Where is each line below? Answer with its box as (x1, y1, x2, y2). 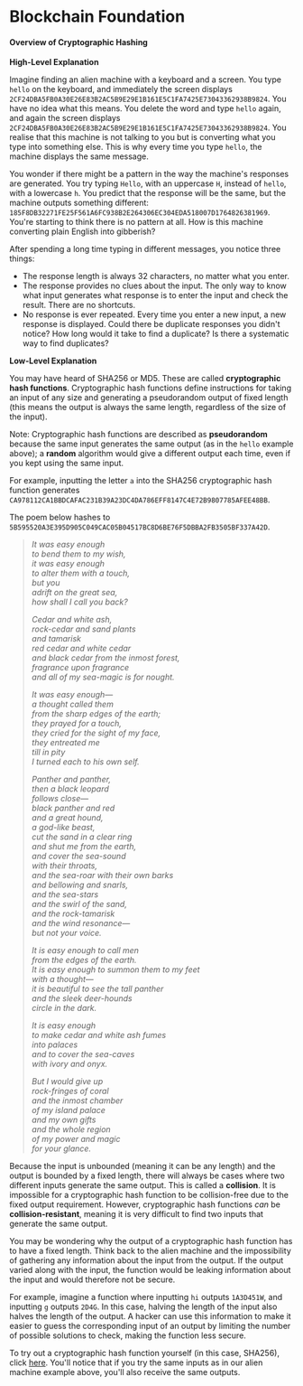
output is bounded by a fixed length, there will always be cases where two (9, 1170, 286, 1181)
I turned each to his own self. (31, 756, 140, 767)
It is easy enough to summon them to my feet (31, 964, 200, 975)
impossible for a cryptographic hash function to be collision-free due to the (9, 1190, 289, 1201)
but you (31, 577, 60, 588)
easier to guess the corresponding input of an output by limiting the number (9, 1321, 291, 1332)
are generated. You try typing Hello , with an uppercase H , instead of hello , (9, 178, 287, 189)
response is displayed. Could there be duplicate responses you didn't (22, 319, 280, 330)
